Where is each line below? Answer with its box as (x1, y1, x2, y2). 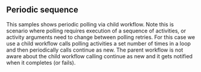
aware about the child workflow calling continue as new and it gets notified (6, 52, 193, 59)
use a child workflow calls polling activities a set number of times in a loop (6, 40, 191, 47)
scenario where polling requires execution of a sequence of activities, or (6, 27, 186, 34)
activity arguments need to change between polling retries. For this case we (6, 33, 195, 41)
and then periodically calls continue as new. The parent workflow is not (6, 46, 183, 53)
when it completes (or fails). (6, 59, 76, 66)
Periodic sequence (6, 5, 78, 15)
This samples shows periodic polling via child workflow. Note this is (6, 20, 174, 28)
